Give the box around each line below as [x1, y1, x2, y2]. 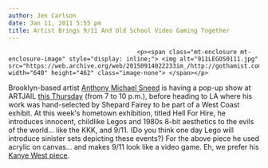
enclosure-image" [8, 55, 66, 64]
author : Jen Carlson [8, 11, 77, 20]
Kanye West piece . [8, 150, 70, 160]
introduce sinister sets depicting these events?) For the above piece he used [8, 134, 260, 143]
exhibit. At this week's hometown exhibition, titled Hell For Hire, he [8, 108, 226, 118]
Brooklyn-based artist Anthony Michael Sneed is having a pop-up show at [8, 83, 251, 92]
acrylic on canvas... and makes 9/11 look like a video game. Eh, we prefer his [8, 143, 259, 152]
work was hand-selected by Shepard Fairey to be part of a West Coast [8, 100, 240, 110]
